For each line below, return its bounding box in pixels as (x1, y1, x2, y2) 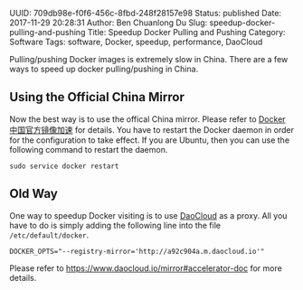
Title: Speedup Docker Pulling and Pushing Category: (87, 27, 287, 37)
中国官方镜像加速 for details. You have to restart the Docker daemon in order (9, 124, 294, 135)
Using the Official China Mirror (9, 89, 185, 105)
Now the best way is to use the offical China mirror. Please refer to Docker (9, 113, 287, 125)
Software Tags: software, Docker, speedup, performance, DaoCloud (9, 36, 263, 47)
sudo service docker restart (9, 162, 119, 171)
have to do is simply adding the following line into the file (9, 220, 222, 230)
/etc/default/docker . (9, 229, 90, 240)
